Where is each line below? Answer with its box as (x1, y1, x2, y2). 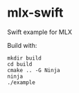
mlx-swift (7, 5, 64, 21)
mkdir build (7, 54, 42, 62)
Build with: (7, 41, 37, 49)
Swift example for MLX (7, 28, 73, 36)
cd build (7, 60, 33, 67)
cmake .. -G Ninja (7, 67, 60, 74)
